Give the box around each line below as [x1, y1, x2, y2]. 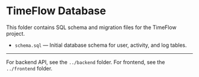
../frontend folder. [6, 65, 53, 72]
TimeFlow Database [6, 4, 107, 18]
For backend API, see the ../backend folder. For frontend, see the [6, 58, 165, 66]
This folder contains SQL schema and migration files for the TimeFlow [6, 24, 176, 31]
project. [6, 30, 25, 37]
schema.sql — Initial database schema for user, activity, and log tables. [14, 41, 187, 49]
